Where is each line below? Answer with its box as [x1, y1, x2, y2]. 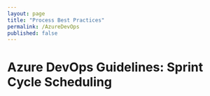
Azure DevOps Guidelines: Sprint [7, 60, 204, 75]
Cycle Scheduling [7, 74, 112, 90]
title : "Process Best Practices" [7, 17, 105, 24]
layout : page [7, 10, 45, 17]
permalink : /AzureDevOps [7, 23, 80, 30]
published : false [7, 29, 58, 37]
